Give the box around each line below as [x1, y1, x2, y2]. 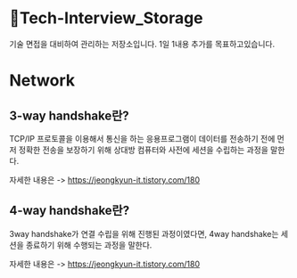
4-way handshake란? [9, 203, 130, 218]
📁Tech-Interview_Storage [9, 8, 203, 29]
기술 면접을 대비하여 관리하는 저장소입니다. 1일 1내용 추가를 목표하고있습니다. [9, 38, 275, 49]
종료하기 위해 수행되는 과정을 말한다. [25, 240, 153, 250]
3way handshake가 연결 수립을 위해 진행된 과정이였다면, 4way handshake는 [9, 228, 279, 239]
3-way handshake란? [9, 108, 129, 123]
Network [9, 70, 76, 91]
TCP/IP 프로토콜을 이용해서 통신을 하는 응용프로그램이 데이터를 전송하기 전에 [9, 133, 276, 143]
